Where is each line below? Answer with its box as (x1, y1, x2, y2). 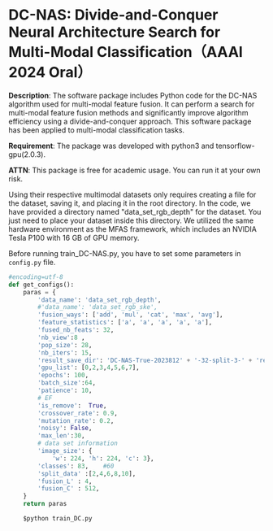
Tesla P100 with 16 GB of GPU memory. (8, 233, 140, 242)
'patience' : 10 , (37, 386, 93, 395)
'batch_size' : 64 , (37, 379, 96, 387)
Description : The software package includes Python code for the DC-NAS (8, 90, 258, 100)
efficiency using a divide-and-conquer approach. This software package (8, 116, 252, 126)
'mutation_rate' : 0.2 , (37, 416, 115, 424)
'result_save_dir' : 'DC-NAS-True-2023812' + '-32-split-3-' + (37, 356, 253, 364)
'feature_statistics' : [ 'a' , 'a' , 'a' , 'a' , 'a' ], (37, 319, 213, 327)
